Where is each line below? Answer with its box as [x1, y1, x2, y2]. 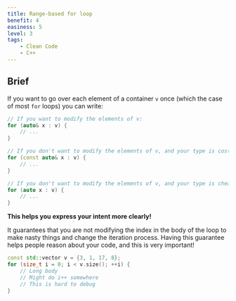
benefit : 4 [7, 17, 39, 24]
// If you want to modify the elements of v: [7, 115, 143, 122]
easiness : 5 [7, 23, 42, 30]
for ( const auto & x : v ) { [7, 154, 86, 162]
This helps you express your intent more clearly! [7, 212, 152, 221]
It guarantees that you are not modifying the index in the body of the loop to [7, 226, 227, 234]
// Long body [20, 267, 58, 274]
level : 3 [7, 30, 33, 37]
